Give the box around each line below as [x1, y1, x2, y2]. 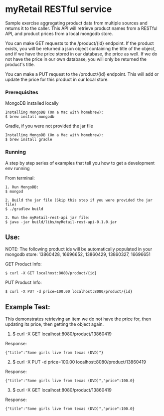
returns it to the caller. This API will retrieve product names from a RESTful [5, 25, 158, 31]
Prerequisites [5, 89, 38, 96]
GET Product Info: [5, 261, 42, 267]
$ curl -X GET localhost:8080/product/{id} [5, 271, 97, 276]
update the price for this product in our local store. [5, 76, 109, 82]
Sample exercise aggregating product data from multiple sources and [5, 20, 148, 26]
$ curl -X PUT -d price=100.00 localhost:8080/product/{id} [5, 289, 133, 294]
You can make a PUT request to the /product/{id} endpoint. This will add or [5, 71, 159, 77]
